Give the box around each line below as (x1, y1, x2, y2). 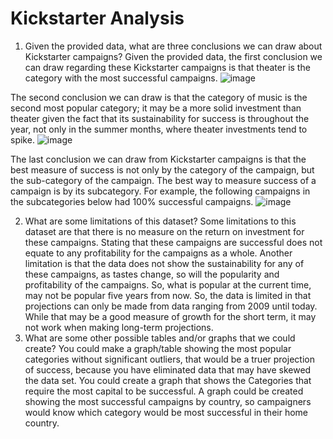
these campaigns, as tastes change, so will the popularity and (24, 268, 280, 280)
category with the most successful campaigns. (24, 72, 218, 84)
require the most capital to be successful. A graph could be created (24, 385, 304, 397)
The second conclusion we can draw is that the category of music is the (10, 91, 308, 103)
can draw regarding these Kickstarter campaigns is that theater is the (24, 61, 311, 73)
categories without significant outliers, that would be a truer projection (24, 353, 315, 365)
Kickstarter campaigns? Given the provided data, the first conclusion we (24, 50, 323, 62)
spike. (10, 133, 35, 146)
